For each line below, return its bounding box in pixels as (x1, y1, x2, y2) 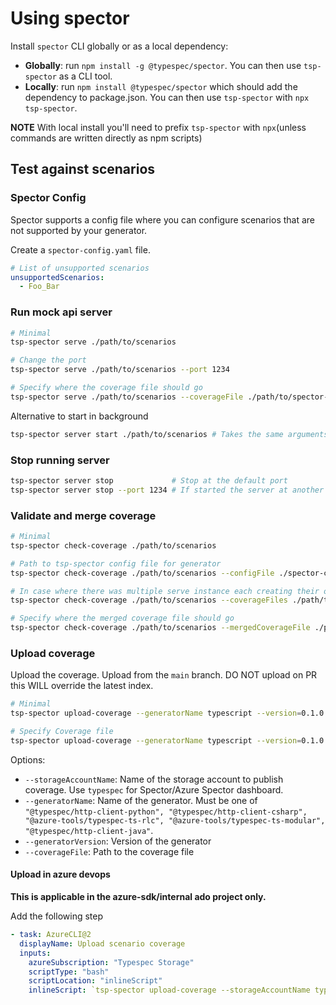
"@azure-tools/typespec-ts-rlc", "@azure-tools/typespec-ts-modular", (24, 815, 326, 826)
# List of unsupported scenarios (10, 263, 150, 273)
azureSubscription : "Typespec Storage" (28, 957, 195, 967)
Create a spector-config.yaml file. (10, 243, 151, 256)
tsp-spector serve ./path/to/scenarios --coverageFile (10, 392, 244, 402)
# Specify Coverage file (10, 727, 114, 737)
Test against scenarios (10, 161, 156, 178)
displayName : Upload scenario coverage (19, 938, 186, 949)
